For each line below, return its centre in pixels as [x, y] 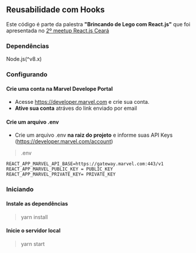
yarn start [33, 243]
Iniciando [20, 189]
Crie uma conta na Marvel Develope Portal [60, 88]
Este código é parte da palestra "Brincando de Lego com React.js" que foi [98, 24]
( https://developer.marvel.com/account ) [64, 141]
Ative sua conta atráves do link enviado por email [76, 108]
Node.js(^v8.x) [24, 59]
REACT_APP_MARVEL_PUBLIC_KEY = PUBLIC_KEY [60, 169]
